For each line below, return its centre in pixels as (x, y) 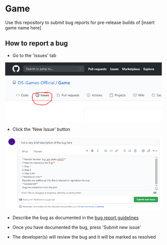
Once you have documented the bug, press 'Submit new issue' (77, 228)
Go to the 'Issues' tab (34, 55)
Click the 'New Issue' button (41, 129)
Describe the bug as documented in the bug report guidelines (76, 218)
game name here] (23, 27)
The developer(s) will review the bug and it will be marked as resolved (84, 237)
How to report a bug (37, 44)
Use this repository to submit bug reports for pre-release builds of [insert (80, 22)
